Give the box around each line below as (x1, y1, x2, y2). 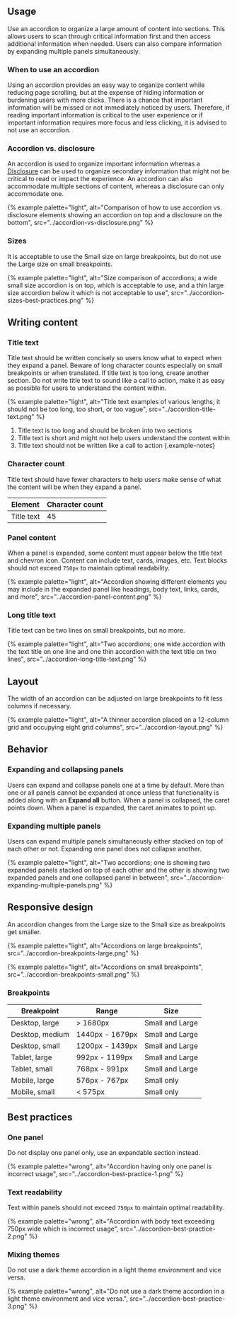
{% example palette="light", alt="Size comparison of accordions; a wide (7, 273, 218, 282)
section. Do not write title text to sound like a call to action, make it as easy (7, 376, 225, 385)
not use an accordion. (7, 126, 71, 134)
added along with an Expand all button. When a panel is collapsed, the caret (7, 795, 230, 804)
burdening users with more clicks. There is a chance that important (7, 96, 203, 105)
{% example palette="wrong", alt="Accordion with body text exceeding (7, 1217, 214, 1226)
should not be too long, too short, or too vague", (7, 405, 147, 413)
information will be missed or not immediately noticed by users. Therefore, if (7, 103, 230, 112)
